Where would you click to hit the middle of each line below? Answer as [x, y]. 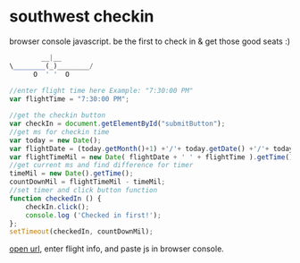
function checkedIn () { [55, 199]
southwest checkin [82, 17]
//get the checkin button [57, 115]
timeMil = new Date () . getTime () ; [71, 174]
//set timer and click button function [83, 191]
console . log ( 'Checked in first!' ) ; [94, 215]
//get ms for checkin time [59, 131]
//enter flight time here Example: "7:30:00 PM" [101, 91]
